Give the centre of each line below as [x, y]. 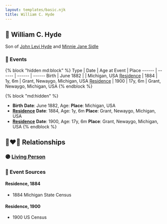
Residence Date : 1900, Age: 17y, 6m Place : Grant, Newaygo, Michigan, [85, 121]
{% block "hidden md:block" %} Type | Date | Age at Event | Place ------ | [81, 70]
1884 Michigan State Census [42, 195]
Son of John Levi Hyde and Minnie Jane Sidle [52, 47]
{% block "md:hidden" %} [32, 96]
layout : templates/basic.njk [35, 10]
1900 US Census [29, 218]
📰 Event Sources [25, 172]
